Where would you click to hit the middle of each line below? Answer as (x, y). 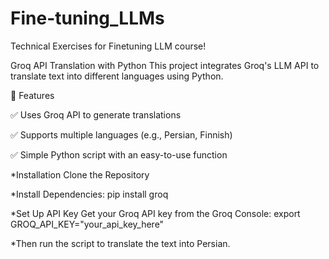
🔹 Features (32, 95)
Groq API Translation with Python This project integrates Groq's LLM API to (165, 65)
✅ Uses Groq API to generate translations (96, 114)
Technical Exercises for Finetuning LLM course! (108, 46)
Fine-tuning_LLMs (87, 18)
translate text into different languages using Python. (117, 76)
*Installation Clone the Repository (80, 174)
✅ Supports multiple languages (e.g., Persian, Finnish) (121, 134)
